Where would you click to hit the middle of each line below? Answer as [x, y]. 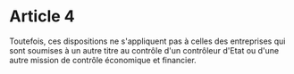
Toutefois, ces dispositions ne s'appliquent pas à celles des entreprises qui [147, 41]
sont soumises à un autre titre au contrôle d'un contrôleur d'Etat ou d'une [144, 50]
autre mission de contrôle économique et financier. [103, 60]
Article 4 [42, 16]
